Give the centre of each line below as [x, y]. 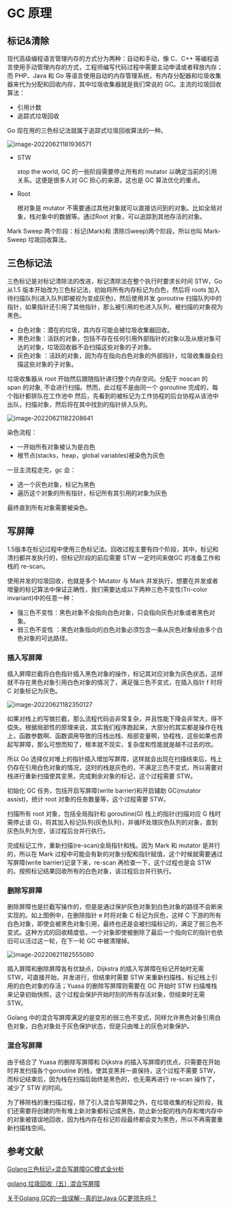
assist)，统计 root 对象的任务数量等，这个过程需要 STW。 [88, 799]
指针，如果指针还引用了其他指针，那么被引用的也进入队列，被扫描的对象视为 [115, 307]
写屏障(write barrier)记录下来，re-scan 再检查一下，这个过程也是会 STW [109, 862]
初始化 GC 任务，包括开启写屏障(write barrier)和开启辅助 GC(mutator [104, 790]
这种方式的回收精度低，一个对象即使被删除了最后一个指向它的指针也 [121, 932]
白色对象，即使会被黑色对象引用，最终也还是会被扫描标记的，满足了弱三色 [112, 924]
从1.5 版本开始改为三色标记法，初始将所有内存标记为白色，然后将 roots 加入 [114, 289]
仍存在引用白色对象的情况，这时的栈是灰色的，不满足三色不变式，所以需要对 [115, 767]
